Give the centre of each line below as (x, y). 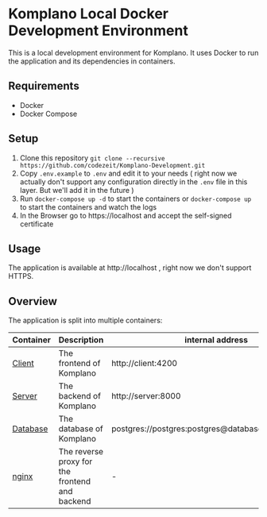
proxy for (75, 461)
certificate (37, 224)
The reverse (81, 452)
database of (81, 429)
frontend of (79, 364)
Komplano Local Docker (89, 14)
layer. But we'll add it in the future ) (77, 190)
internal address (217, 340)
